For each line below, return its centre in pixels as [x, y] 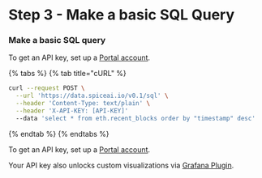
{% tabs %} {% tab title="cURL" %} [68, 74]
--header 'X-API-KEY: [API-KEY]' [72, 111]
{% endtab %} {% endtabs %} [59, 133]
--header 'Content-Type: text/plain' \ [83, 104]
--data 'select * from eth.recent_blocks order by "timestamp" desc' [135, 118]
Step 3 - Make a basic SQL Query [122, 15]
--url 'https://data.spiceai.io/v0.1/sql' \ [92, 96]
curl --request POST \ [47, 88]
